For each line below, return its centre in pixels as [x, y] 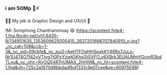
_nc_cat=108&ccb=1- [27, 46]
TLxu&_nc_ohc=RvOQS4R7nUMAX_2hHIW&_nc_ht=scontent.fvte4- [74, 62]
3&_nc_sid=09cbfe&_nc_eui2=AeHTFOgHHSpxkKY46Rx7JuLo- [70, 52]
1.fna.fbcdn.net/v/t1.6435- [32, 36]
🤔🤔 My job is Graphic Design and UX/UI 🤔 [48, 21]
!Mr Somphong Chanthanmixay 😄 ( [41, 31]
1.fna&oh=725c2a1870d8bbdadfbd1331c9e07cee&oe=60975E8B [71, 68]
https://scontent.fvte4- [101, 31]
